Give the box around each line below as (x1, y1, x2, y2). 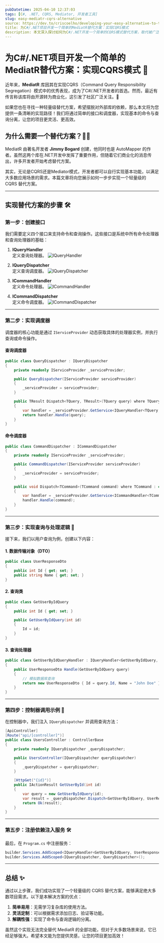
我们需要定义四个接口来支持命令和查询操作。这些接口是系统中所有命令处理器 (5, 231, 159, 237)
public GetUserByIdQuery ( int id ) (14, 617, 82, 622)
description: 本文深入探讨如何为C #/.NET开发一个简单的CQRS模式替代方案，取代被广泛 (5, 30, 160, 35)
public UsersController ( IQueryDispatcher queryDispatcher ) (14, 755, 137, 760)
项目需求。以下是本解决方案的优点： (9, 894, 82, 900)
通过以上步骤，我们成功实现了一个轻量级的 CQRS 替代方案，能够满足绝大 (5, 888, 152, 894)
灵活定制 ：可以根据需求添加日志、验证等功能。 (12, 910, 106, 916)
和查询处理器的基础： (5, 237, 48, 243)
